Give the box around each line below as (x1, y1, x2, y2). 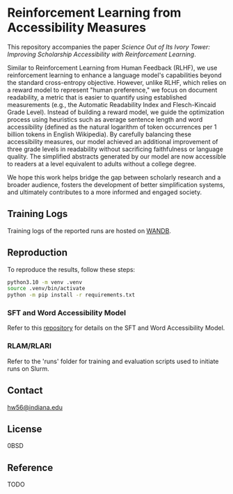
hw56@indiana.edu (7, 403, 63, 411)
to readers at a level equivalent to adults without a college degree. (7, 159, 197, 168)
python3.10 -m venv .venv (7, 278, 82, 286)
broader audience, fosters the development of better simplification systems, (7, 180, 225, 189)
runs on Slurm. (7, 364, 50, 373)
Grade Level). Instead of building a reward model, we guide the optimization (7, 108, 225, 116)
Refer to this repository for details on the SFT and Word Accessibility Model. (7, 324, 225, 332)
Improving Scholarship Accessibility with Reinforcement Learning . (7, 50, 196, 58)
